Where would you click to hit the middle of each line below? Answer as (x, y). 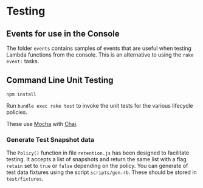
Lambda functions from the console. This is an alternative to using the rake (100, 55)
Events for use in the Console (63, 34)
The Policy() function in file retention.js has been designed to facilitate (98, 153)
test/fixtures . (25, 179)
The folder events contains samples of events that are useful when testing (99, 48)
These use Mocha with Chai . (42, 124)
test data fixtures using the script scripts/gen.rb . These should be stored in (102, 172)
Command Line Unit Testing (60, 80)
